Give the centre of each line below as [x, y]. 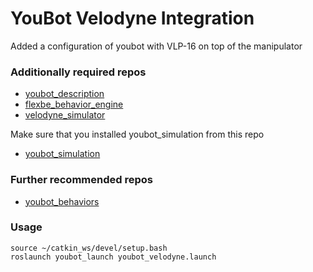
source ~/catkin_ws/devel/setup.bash [89, 248]
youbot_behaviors [62, 201]
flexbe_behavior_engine [74, 104]
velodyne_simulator [65, 115]
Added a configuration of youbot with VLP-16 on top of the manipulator [156, 46]
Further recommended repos [81, 180]
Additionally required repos [78, 72]
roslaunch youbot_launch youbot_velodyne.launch [113, 257]
